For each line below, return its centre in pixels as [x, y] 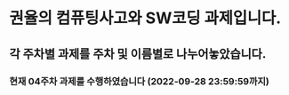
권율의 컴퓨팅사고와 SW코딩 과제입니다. [145, 18]
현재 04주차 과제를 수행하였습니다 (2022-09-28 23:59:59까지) [139, 81]
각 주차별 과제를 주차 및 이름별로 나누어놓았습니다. [138, 54]
